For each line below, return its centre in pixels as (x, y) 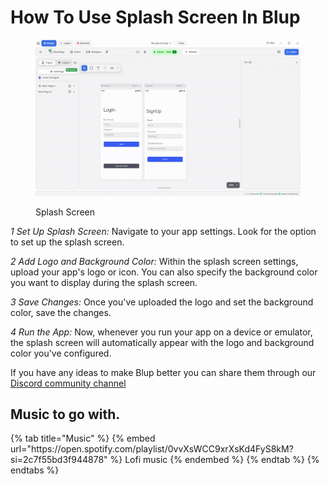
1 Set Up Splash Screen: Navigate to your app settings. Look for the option (163, 231)
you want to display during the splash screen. (104, 282)
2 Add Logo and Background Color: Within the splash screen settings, (154, 261)
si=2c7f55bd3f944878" (59, 460)
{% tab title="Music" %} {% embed (83, 438)
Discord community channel (68, 383)
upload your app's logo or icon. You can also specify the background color (164, 272)
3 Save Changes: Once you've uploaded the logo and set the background (162, 302)
